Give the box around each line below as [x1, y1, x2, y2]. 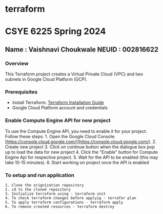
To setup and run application [5, 171, 75, 178]
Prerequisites [5, 88, 38, 95]
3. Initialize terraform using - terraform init [5, 191, 106, 196]
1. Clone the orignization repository [5, 183, 84, 188]
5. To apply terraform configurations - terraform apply [5, 200, 123, 205]
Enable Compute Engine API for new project [5, 117, 111, 124]
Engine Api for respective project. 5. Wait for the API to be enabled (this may [5, 154, 159, 160]
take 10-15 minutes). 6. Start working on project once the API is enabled [5, 159, 149, 165]
